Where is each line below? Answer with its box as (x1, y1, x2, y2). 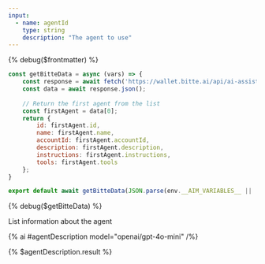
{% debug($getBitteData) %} (8, 202, 103, 211)
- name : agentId (15, 19, 69, 27)
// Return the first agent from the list (22, 99, 160, 107)
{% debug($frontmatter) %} (8, 55, 99, 65)
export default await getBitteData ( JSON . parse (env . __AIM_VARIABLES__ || (8, 187, 252, 195)
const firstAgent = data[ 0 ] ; (22, 107, 118, 115)
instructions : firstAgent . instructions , (36, 151, 171, 158)
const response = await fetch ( (22, 78, 125, 86)
